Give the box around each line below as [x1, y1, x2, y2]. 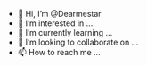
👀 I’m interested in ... [17, 18, 94, 29]
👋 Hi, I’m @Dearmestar [17, 9, 102, 19]
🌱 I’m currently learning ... [17, 28, 113, 37]
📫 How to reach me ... [17, 47, 101, 57]
